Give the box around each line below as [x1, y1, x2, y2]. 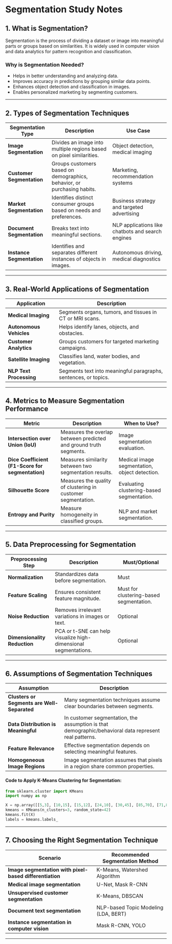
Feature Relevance [8, 745, 55, 752]
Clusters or [8, 693, 36, 700]
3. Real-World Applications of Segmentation [5, 285, 149, 293]
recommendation [112, 173, 154, 180]
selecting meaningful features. [64, 748, 137, 756]
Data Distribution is [8, 721, 56, 728]
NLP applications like [112, 222, 163, 229]
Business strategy [112, 197, 156, 204]
